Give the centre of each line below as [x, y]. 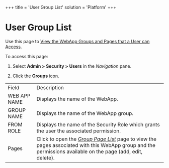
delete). [46, 157]
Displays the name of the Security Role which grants [98, 124]
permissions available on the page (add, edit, [89, 151]
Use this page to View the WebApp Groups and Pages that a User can [77, 41]
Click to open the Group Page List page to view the [97, 139]
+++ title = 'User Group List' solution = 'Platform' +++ [61, 7]
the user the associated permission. [79, 131]
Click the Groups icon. [36, 76]
